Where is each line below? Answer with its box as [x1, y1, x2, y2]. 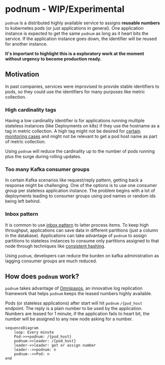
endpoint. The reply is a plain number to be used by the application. [5, 305, 143, 311]
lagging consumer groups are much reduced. [5, 258, 97, 264]
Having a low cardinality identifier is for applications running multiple [5, 118, 145, 123]
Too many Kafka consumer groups [5, 166, 90, 173]
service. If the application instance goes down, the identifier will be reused [5, 36, 157, 42]
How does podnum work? [5, 272, 80, 281]
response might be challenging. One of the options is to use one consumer [5, 182, 157, 188]
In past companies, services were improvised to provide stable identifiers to [5, 83, 160, 89]
